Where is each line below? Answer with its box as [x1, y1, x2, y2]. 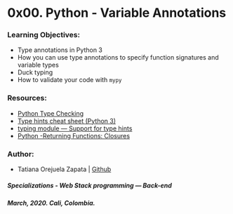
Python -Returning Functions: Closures [17, 131, 131, 140]
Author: [7, 149, 34, 159]
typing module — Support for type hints [17, 124, 133, 133]
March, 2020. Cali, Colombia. [7, 199, 95, 208]
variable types [17, 61, 60, 69]
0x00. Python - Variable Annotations [7, 5, 227, 21]
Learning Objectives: [7, 30, 81, 40]
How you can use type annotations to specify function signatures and [17, 53, 219, 62]
